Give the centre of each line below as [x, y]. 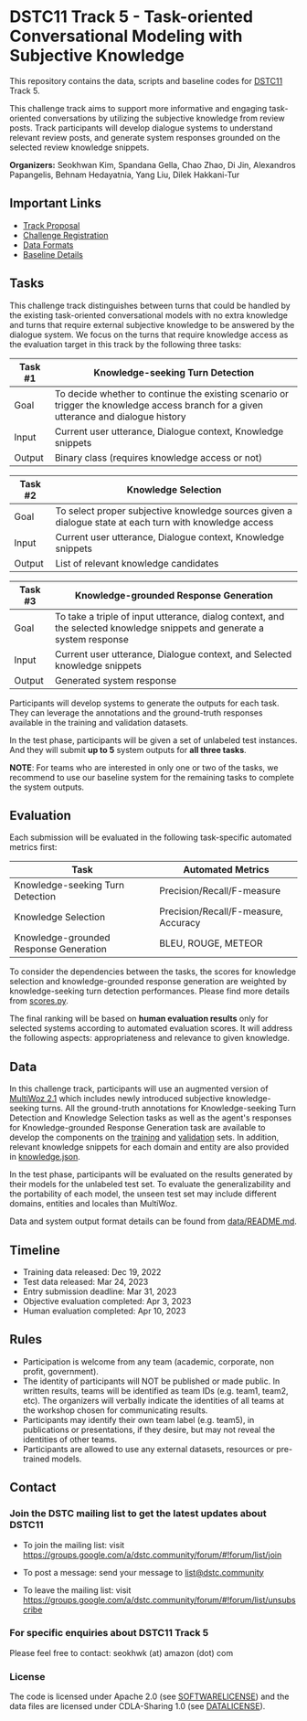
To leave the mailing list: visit [77, 1590]
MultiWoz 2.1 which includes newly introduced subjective [116, 1099]
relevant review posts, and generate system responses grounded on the [145, 137]
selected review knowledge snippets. [79, 147]
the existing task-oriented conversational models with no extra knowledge [148, 315]
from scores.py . [39, 1001]
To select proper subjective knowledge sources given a [174, 511]
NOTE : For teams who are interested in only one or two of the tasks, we [144, 767]
